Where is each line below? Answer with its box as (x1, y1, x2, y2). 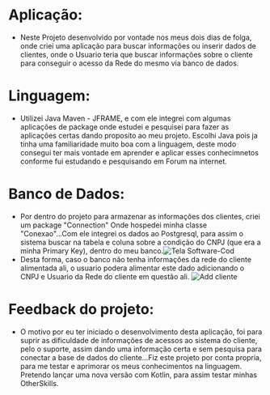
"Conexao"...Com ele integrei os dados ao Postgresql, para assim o (19, 228, 244, 238)
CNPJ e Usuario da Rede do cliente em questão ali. (19, 271, 190, 281)
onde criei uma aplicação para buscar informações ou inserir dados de (19, 40, 257, 50)
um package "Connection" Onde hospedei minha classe (19, 220, 208, 230)
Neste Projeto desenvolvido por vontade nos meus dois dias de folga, (19, 32, 252, 42)
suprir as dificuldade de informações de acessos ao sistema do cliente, (19, 335, 258, 345)
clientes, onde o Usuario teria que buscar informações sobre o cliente (19, 49, 253, 59)
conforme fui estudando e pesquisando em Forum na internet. (19, 156, 228, 166)
